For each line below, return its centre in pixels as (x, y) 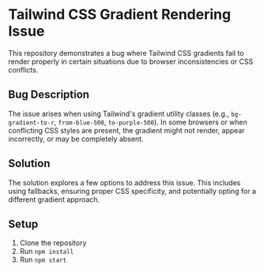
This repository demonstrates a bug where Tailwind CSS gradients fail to (126, 53)
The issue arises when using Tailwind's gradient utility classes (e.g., (119, 114)
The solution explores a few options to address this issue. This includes (124, 182)
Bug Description (49, 95)
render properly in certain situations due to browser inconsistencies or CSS (131, 61)
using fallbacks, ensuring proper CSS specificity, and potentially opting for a (132, 191)
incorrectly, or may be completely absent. (76, 139)
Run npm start (43, 260)
